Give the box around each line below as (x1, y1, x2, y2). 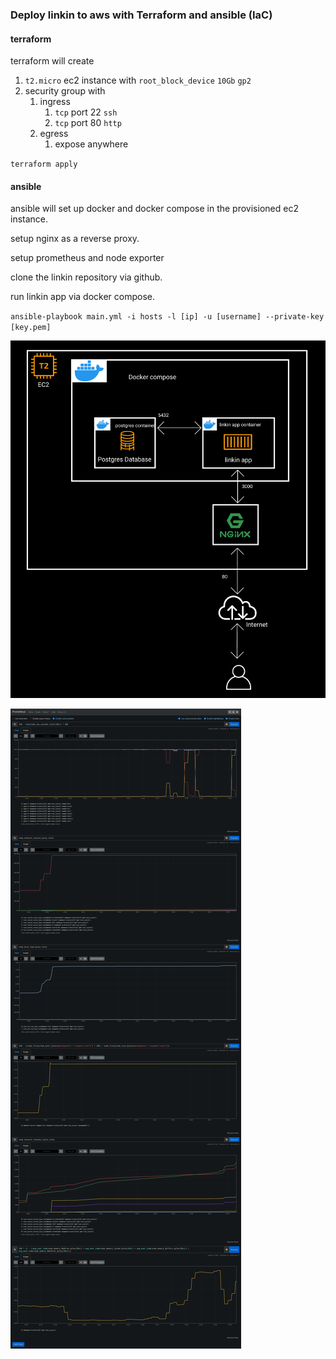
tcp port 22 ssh (54, 106, 118, 118)
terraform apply (10, 159, 78, 170)
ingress (39, 96, 71, 108)
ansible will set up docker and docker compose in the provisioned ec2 (10, 203, 299, 215)
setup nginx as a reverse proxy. (10, 233, 140, 245)
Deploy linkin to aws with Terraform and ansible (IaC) (10, 8, 273, 22)
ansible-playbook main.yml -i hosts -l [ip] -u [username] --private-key (10, 312, 325, 322)
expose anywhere (54, 138, 129, 150)
